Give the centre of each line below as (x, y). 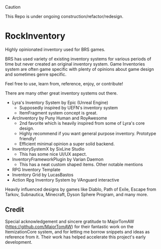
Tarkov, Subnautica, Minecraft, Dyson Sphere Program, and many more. (77, 194)
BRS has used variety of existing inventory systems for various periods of (78, 59)
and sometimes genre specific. (36, 74)
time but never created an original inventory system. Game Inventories (75, 64)
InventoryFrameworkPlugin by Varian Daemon (58, 159)
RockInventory (35, 36)
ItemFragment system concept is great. (58, 113)
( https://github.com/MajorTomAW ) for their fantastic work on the (69, 226)
